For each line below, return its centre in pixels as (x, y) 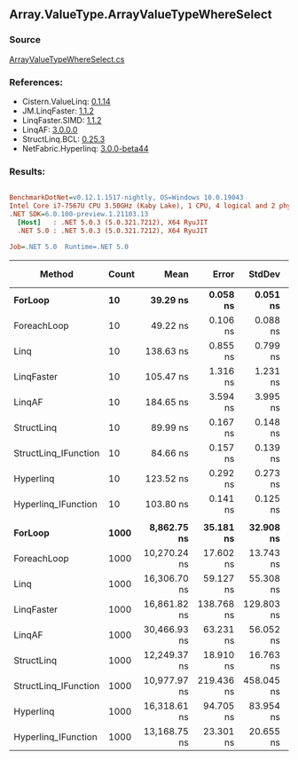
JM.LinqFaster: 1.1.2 (58, 111)
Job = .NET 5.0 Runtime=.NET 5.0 (69, 247)
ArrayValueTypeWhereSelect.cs (67, 59)
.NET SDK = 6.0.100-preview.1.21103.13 (79, 215)
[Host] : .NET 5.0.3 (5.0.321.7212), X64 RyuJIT (113, 222)
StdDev (264, 274)
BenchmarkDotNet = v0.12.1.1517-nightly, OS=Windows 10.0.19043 (126, 198)
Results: (27, 171)
